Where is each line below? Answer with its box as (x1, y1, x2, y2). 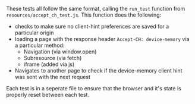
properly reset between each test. (6, 92, 90, 98)
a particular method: (14, 42, 65, 49)
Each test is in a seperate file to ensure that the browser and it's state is (6, 85, 181, 92)
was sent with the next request (14, 74, 91, 80)
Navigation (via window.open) (23, 48, 97, 55)
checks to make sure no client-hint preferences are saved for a (14, 23, 169, 30)
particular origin (14, 29, 55, 36)
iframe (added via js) (23, 61, 75, 68)
